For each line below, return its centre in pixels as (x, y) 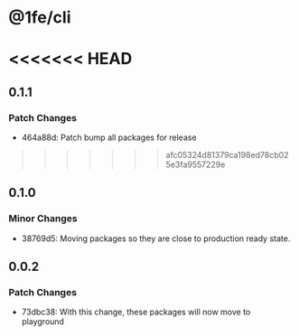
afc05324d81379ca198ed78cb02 (227, 155)
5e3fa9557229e (196, 164)
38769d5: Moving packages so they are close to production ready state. (156, 238)
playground (43, 322)
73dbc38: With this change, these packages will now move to (136, 312)
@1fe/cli (40, 18)
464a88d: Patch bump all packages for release (109, 137)
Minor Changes (43, 219)
